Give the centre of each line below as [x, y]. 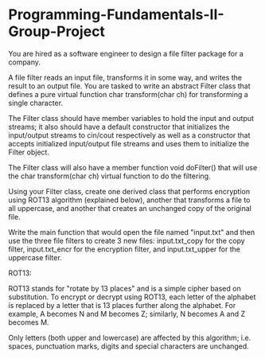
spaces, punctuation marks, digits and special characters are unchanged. [129, 346]
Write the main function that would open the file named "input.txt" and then [132, 232]
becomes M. [29, 322]
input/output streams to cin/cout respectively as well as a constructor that [129, 135]
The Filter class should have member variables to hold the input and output [131, 118]
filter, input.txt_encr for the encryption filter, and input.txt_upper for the [125, 249]
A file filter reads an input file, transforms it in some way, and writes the [125, 77]
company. [25, 62]
